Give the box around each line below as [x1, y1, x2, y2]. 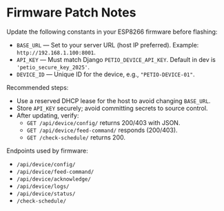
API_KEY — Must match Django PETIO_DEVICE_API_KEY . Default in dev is [16, 55, 216, 63]
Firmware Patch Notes [6, 5, 136, 21]
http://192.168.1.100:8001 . [16, 48, 96, 56]
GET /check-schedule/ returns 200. [26, 133, 125, 142]
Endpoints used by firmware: [6, 146, 88, 155]
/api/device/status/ [16, 190, 76, 197]
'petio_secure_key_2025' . [16, 63, 90, 71]
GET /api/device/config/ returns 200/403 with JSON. [26, 118, 181, 126]
